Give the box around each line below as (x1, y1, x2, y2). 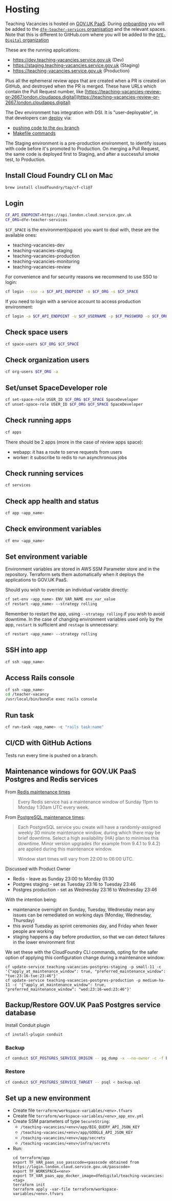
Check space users (5, 328, 68, 337)
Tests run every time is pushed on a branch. (5, 752, 98, 758)
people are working (12, 928, 54, 934)
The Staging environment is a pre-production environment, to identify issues (5, 140, 166, 146)
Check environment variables (5, 524, 101, 534)
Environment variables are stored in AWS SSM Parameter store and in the (5, 566, 160, 572)
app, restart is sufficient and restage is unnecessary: (5, 622, 119, 628)
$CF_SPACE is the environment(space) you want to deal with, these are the (5, 227, 159, 233)
